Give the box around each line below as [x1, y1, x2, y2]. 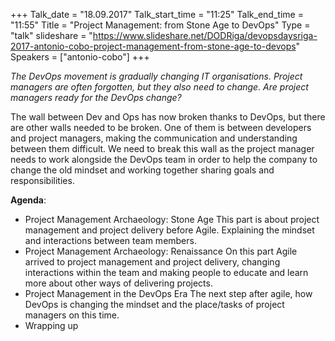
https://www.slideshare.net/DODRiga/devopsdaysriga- [92, 30, 318, 41]
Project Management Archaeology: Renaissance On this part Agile [24, 245, 298, 257]
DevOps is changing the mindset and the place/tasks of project [24, 299, 285, 310]
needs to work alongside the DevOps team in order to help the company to [10, 154, 318, 165]
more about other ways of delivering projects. [24, 277, 213, 289]
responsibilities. [10, 175, 75, 186]
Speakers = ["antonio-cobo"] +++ [10, 51, 150, 63]
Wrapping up [24, 320, 79, 331]
